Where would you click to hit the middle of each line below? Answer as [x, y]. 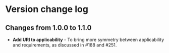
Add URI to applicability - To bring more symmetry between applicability [88, 39]
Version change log [47, 9]
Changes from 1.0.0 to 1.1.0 [48, 28]
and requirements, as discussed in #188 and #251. [65, 45]
